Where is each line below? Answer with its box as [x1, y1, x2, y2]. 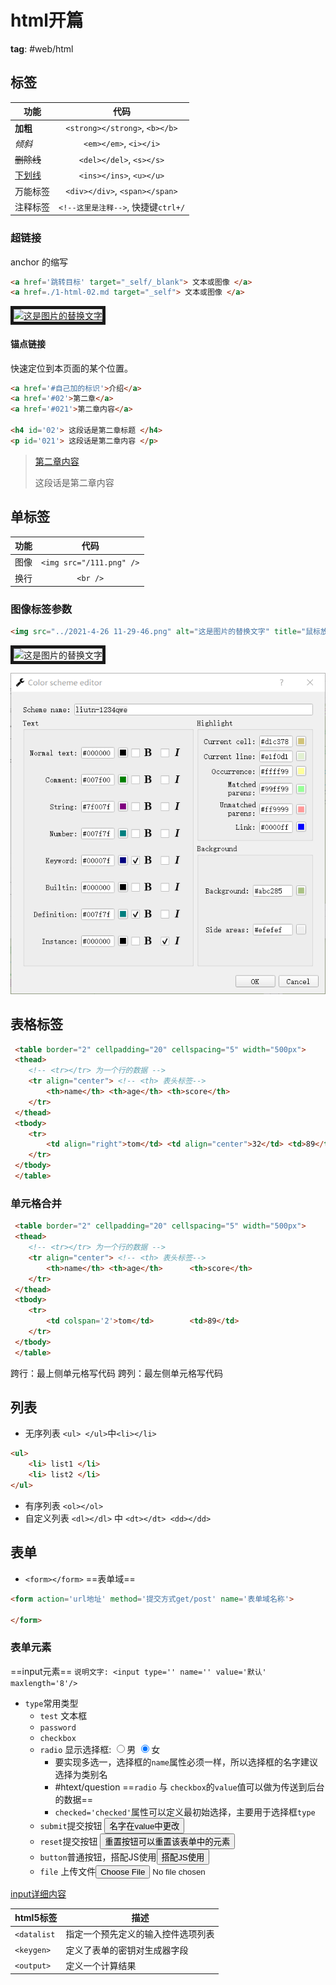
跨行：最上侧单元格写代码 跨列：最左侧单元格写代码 [10, 1367, 223, 1379]
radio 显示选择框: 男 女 [39, 1743, 161, 1755]
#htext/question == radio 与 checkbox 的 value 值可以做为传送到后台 [54, 1781, 325, 1793]
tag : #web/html [10, 42, 74, 55]
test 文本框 [39, 1709, 88, 1721]
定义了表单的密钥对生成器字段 [65, 1944, 189, 1956]
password [39, 1722, 77, 1733]
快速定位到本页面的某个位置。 [10, 362, 133, 374]
